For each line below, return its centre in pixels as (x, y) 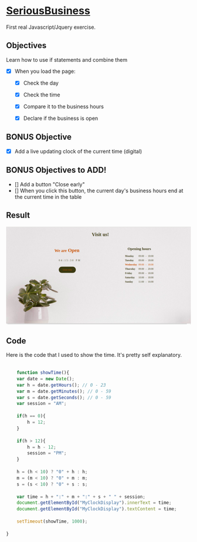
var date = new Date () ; (46, 379)
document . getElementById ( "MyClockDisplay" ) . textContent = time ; (97, 509)
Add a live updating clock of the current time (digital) (78, 151)
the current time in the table (48, 197)
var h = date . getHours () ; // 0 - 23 (62, 385)
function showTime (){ (43, 373)
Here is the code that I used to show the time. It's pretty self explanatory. (94, 355)
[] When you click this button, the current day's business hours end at (99, 190)
